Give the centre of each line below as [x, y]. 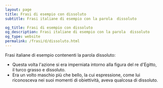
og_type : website [23, 37]
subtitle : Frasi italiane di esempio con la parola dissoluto [71, 19]
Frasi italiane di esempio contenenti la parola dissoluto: [60, 55]
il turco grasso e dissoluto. [39, 69]
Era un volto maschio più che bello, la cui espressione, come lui [76, 75]
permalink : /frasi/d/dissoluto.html [42, 41]
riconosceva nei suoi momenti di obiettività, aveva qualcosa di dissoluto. [85, 80]
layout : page [18, 10]
